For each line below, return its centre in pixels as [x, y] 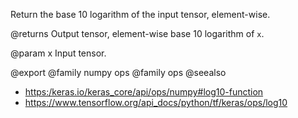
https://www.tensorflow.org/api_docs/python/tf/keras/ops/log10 [156, 102]
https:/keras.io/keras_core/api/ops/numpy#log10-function [144, 92]
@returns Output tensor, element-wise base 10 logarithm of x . [137, 33]
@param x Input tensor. [58, 53]
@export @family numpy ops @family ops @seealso [118, 72]
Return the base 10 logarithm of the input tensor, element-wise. [140, 14]
